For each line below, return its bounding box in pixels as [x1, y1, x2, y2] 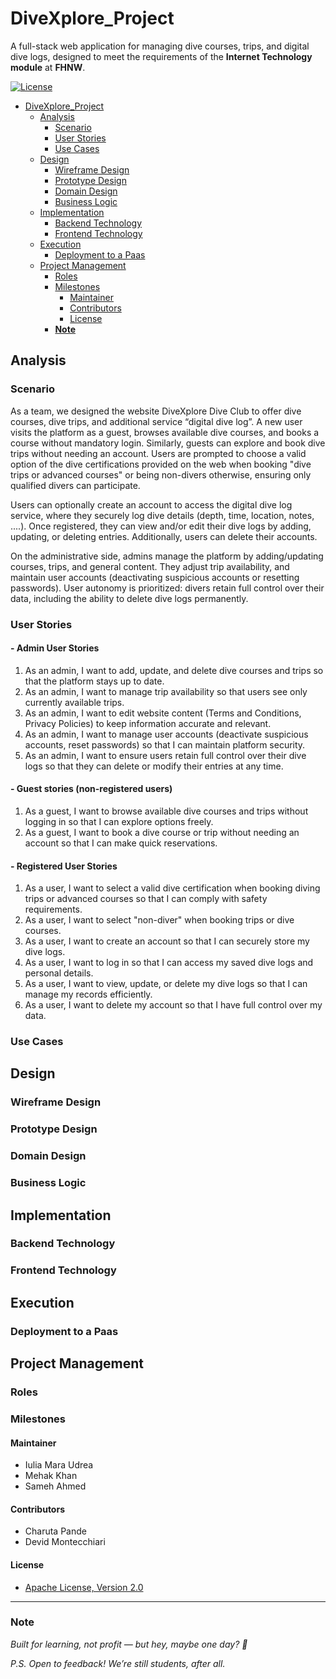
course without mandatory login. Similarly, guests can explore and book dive [10, 437, 326, 449]
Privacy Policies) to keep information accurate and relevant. [24, 717, 272, 729]
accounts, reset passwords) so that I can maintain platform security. [24, 738, 306, 751]
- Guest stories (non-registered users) [10, 783, 173, 795]
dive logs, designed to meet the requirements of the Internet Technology [10, 50, 313, 62]
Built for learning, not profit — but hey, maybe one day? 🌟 [10, 1638, 248, 1650]
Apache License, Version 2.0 [24, 1581, 144, 1593]
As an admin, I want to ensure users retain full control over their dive [24, 749, 307, 761]
